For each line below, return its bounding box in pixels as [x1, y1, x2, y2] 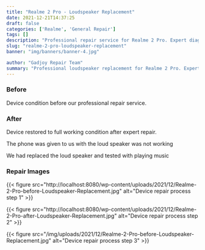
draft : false [6, 20, 40, 26]
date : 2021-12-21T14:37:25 [6, 15, 75, 21]
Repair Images [6, 167, 50, 176]
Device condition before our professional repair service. [6, 99, 147, 107]
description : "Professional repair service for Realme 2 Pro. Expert [6, 37, 187, 43]
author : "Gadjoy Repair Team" [6, 59, 84, 66]
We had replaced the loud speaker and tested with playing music [6, 152, 170, 159]
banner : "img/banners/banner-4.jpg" [6, 49, 99, 55]
